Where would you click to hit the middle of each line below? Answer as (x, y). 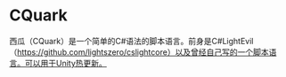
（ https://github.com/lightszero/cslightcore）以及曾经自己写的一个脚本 (139, 52)
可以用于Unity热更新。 (65, 63)
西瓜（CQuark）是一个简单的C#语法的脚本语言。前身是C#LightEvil (131, 41)
